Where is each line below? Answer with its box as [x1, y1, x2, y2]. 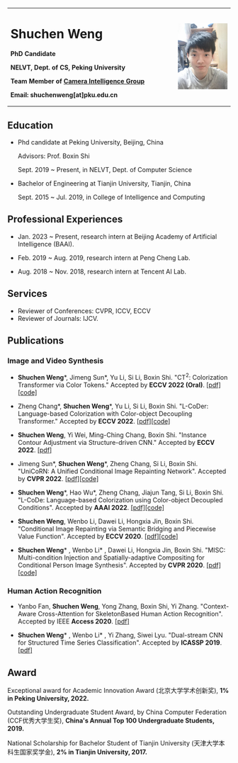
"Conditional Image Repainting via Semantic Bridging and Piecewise [17, 524, 216, 533]
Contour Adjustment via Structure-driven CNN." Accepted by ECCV [17, 438, 215, 446]
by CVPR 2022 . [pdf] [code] [17, 474, 99, 482]
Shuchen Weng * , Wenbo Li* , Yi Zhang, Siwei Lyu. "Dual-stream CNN [17, 631, 223, 640]
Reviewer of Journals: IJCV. [17, 314, 99, 322]
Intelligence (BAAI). [17, 239, 74, 248]
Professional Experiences [7, 213, 123, 225]
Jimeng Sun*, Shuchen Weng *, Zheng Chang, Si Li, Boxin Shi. [17, 459, 198, 468]
